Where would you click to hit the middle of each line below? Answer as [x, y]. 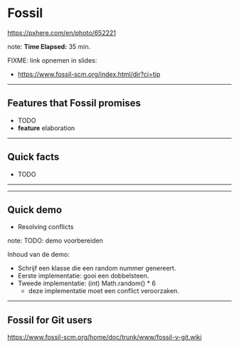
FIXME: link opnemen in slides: [52, 60]
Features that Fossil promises [74, 104]
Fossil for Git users [50, 320]
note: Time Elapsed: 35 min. [49, 46]
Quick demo [35, 210]
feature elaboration [46, 128]
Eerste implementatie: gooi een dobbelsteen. [83, 276]
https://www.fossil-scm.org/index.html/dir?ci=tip [89, 74]
